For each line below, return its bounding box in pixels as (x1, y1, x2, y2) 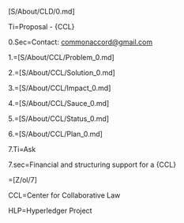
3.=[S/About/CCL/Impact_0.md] (8, 83, 111, 93)
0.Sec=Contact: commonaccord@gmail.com (8, 37, 153, 47)
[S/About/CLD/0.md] (8, 7, 75, 16)
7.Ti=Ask (8, 145, 36, 153)
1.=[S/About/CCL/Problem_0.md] (8, 53, 115, 62)
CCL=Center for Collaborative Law (8, 191, 121, 200)
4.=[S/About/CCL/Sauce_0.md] (8, 99, 110, 108)
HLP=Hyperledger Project (8, 206, 92, 215)
